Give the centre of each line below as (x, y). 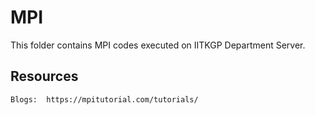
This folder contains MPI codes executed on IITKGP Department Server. (158, 45)
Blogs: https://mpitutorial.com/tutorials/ (104, 99)
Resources (44, 76)
